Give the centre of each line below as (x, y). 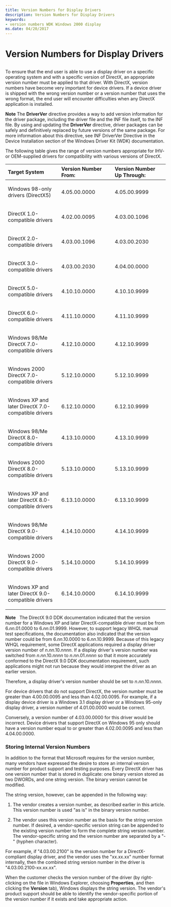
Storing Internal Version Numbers (48, 747)
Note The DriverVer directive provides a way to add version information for (84, 114)
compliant (16, 857)
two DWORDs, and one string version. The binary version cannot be (76, 780)
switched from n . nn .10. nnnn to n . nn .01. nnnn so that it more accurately (78, 655)
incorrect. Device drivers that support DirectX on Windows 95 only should (83, 723)
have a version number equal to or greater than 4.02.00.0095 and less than (84, 728)
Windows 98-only (30, 189)
